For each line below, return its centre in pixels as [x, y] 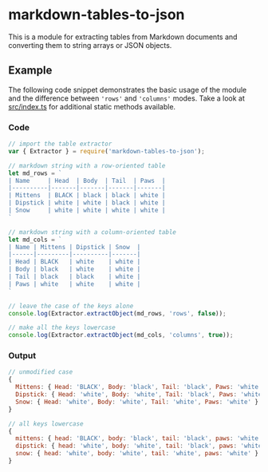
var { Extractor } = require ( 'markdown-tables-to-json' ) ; [106, 151]
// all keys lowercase [46, 424]
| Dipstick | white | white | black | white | [87, 203]
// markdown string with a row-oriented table [87, 165]
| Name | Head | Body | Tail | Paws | [87, 180]
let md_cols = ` [35, 240]
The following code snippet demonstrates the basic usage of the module [128, 89]
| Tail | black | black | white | [75, 277]
